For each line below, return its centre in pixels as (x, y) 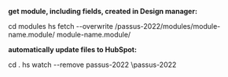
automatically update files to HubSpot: (73, 49)
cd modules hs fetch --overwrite (61, 26)
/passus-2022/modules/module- (168, 26)
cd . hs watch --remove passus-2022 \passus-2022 (92, 65)
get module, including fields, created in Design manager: (103, 11)
